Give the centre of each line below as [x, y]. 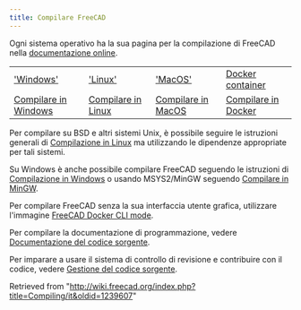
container [245, 84]
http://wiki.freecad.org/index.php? [133, 286]
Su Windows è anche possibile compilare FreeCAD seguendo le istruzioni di [149, 169]
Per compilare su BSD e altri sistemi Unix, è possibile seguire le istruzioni [144, 133]
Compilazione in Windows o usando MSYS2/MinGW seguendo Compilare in [149, 178]
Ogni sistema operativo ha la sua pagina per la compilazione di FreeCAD [142, 43]
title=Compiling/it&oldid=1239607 [71, 296]
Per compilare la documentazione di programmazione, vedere [123, 232]
